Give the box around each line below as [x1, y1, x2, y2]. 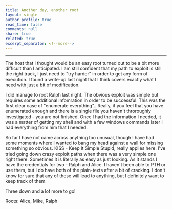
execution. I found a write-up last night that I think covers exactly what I [5, 76, 156, 82]
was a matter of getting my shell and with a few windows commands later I [5, 119, 163, 125]
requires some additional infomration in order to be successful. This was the [5, 97, 166, 103]
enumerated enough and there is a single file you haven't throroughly [5, 108, 151, 114]
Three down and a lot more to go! [5, 188, 76, 194]
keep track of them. [5, 178, 47, 184]
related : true [5, 36, 36, 42]
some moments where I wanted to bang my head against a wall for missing [5, 140, 163, 146]
